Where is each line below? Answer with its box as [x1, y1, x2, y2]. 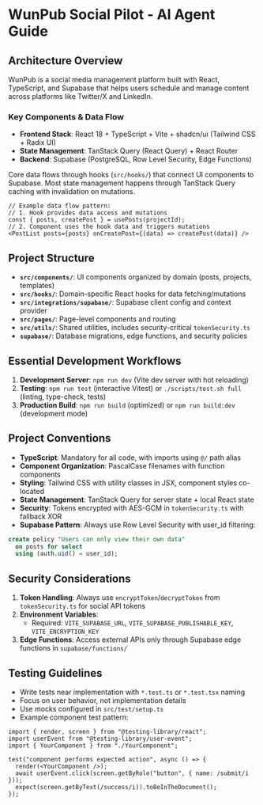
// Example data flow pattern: [8, 202, 111, 211]
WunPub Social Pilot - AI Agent [8, 6, 216, 24]
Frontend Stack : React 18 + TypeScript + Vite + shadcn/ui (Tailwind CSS [19, 129, 256, 139]
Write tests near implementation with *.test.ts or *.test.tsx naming [19, 687, 246, 697]
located [19, 486, 45, 496]
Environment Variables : [19, 609, 99, 619]
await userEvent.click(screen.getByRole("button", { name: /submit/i [15, 769, 249, 777]
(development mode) [19, 408, 88, 418]
